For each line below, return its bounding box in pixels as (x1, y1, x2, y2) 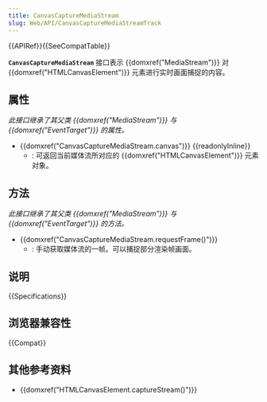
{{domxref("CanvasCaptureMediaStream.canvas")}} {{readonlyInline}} (19, 141, 251, 151)
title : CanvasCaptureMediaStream (8, 11, 119, 20)
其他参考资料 (8, 363, 72, 377)
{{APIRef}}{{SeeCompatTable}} (8, 41, 110, 50)
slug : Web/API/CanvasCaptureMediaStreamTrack (8, 19, 161, 27)
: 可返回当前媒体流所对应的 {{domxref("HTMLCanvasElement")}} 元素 (31, 150, 259, 160)
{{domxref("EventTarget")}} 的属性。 (8, 125, 129, 135)
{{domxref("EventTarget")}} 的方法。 (8, 219, 129, 228)
